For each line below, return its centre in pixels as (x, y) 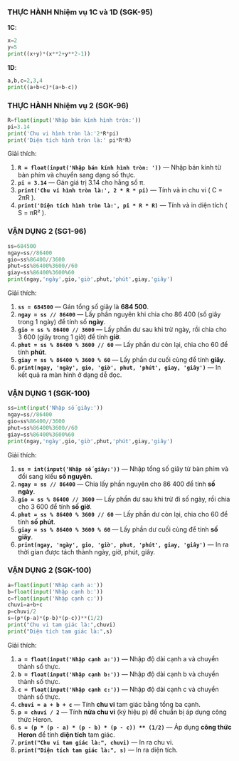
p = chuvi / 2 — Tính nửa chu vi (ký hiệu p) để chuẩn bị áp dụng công (122, 712)
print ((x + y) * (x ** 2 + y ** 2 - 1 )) (49, 54)
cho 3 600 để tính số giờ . (55, 507)
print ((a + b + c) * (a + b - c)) (43, 87)
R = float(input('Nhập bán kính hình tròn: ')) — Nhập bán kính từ (119, 167)
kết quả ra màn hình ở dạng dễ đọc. (70, 375)
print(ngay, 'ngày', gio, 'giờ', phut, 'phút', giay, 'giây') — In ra (123, 544)
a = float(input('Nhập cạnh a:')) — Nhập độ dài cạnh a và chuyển (118, 658)
